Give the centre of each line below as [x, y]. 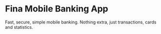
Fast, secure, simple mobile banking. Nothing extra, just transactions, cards [81, 22]
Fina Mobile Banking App [57, 9]
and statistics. [19, 27]
